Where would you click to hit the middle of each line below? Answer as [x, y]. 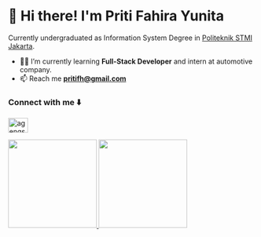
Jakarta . [22, 46]
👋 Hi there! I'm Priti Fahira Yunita [116, 16]
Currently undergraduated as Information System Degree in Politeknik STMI [130, 38]
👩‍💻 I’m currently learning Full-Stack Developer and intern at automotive [136, 61]
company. [36, 69]
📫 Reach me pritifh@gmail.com [73, 78]
